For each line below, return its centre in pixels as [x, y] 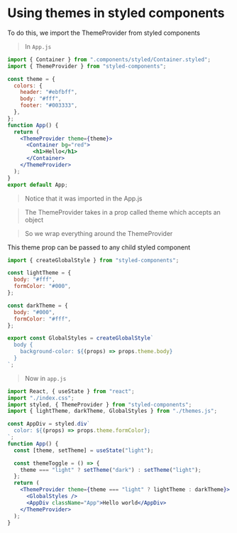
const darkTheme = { [38, 306]
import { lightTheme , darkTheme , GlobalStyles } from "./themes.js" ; [112, 411]
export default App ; [38, 185]
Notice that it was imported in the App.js [83, 198]
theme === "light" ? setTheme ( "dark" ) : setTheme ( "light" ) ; [111, 470]
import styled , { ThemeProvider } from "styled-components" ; [100, 404]
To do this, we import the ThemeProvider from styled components [104, 33]
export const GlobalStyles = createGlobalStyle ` [81, 338]
